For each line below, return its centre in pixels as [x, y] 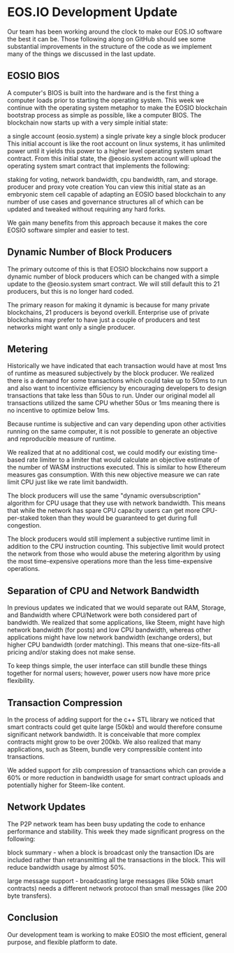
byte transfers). [30, 896]
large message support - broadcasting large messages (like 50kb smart [110, 881]
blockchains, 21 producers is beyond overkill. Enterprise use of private [108, 312]
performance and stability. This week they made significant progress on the [116, 831]
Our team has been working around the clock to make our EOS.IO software [115, 31]
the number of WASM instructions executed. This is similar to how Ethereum [117, 467]
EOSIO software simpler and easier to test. [68, 230]
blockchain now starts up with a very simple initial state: [88, 122]
